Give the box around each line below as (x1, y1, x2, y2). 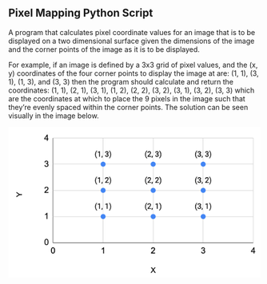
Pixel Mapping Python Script (8, 6, 153, 20)
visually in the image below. (8, 111, 99, 120)
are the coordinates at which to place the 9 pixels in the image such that (8, 93, 245, 103)
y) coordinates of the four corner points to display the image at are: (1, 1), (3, (8, 68, 259, 78)
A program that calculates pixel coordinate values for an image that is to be (8, 27, 256, 37)
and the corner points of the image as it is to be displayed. (8, 44, 200, 54)
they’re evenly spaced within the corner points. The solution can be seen (8, 102, 249, 112)
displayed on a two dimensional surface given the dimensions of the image (8, 36, 255, 45)
